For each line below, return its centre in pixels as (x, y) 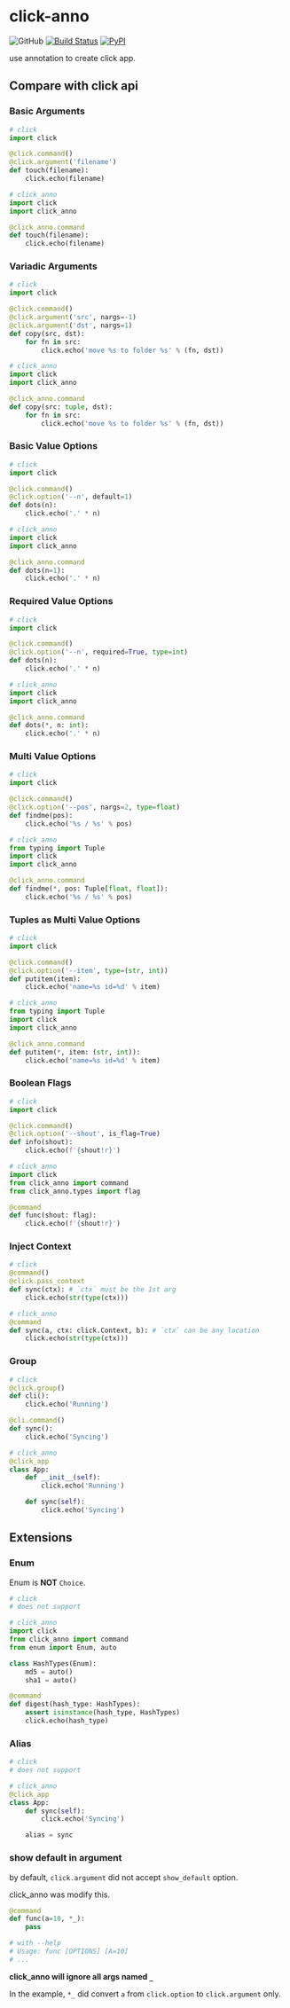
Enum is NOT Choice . (47, 1582)
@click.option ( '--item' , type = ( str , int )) (89, 970)
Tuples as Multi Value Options (75, 920)
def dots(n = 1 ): (37, 570)
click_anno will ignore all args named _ (81, 1976)
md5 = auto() (49, 1672)
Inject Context (40, 1246)
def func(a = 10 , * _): (47, 1919)
